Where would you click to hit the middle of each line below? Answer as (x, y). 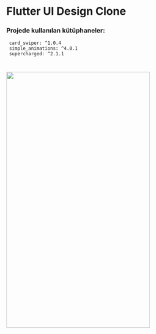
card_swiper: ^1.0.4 (35, 43)
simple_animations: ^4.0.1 (43, 49)
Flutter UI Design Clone (66, 11)
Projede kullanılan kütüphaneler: (56, 31)
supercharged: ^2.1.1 (36, 54)
